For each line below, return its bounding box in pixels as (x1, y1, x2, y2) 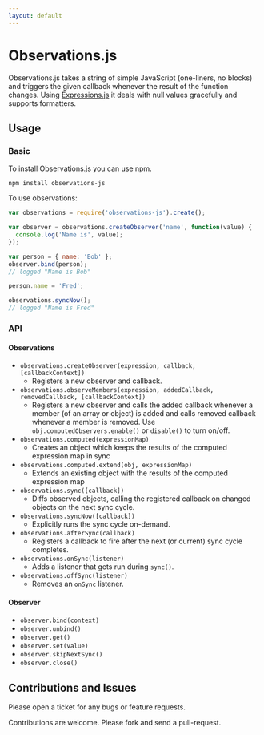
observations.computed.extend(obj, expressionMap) (19, 462, 193, 470)
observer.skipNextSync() (19, 651, 103, 659)
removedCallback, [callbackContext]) (19, 394, 146, 402)
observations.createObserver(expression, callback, (19, 362, 196, 370)
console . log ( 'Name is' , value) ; (15, 231, 124, 239)
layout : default (8, 11, 62, 20)
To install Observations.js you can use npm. (8, 164, 152, 173)
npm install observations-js (8, 180, 106, 188)
